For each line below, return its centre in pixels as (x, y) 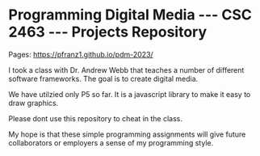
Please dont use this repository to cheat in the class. (96, 118)
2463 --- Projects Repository (108, 32)
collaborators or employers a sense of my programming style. (111, 142)
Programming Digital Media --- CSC (130, 15)
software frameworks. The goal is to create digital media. (103, 78)
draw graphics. (34, 103)
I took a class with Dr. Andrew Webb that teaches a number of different (126, 70)
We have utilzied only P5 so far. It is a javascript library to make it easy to (130, 94)
